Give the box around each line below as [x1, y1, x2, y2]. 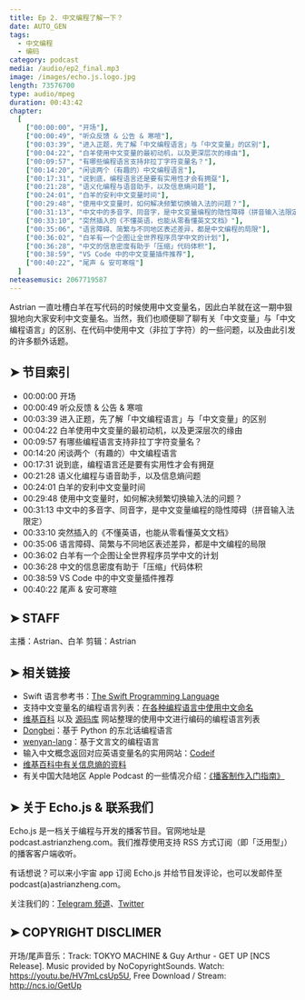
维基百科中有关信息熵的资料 [22, 759, 127, 770]
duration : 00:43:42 [9, 97, 84, 107]
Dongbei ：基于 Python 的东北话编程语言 [22, 725, 173, 736]
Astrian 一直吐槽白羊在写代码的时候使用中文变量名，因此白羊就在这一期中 [9, 301, 285, 312]
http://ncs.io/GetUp [9, 979, 82, 991]
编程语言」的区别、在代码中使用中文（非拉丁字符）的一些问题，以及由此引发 [9, 324, 296, 335]
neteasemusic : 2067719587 [9, 275, 107, 285]
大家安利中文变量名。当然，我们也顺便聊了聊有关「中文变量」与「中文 [33, 313, 296, 324]
